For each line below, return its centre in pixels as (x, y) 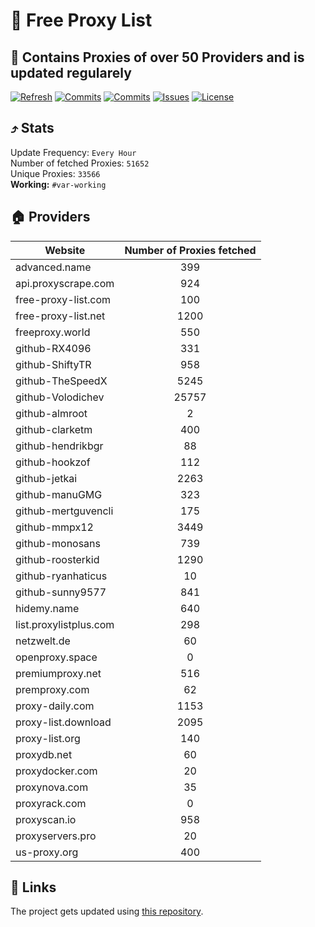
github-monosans (58, 543)
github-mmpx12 (54, 527)
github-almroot (51, 413)
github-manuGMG (59, 494)
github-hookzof (53, 462)
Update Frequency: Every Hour (73, 152)
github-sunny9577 (61, 592)
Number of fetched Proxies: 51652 (80, 163)
